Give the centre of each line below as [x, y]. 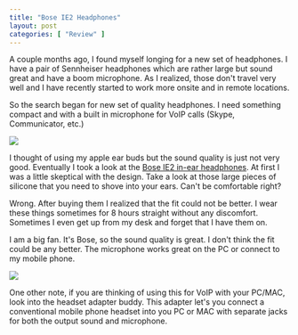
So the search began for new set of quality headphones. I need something [145, 105]
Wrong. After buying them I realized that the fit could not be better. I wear [144, 204]
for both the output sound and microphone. [88, 321]
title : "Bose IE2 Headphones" [65, 17]
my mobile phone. [42, 258]
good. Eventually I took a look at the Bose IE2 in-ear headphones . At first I [145, 167]
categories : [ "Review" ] [57, 34]
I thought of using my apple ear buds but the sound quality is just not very [145, 158]
